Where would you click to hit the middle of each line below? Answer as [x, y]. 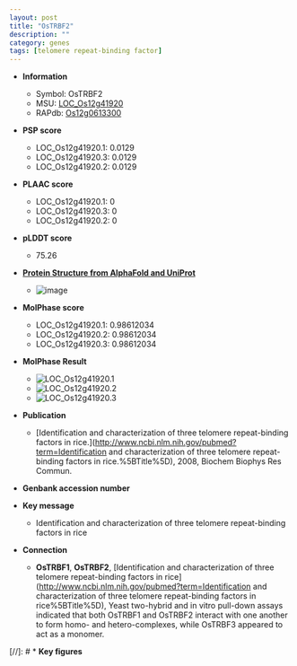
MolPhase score [53, 308]
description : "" [39, 34]
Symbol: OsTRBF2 [69, 94]
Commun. [54, 471]
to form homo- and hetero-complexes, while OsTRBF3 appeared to [159, 625]
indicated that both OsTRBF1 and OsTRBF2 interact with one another [162, 615]
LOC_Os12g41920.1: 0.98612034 [95, 325]
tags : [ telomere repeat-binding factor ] [86, 51]
